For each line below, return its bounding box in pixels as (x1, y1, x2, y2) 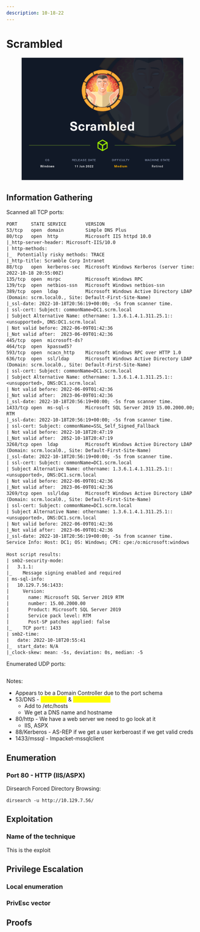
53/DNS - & (15, 696, 72, 703)
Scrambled (6, 37, 63, 51)
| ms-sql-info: (6, 576, 45, 583)
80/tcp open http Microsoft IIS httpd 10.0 (6, 233, 151, 240)
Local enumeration (6, 882, 63, 890)
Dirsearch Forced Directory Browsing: (6, 785, 101, 792)
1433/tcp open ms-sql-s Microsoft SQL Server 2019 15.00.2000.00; (6, 404, 195, 411)
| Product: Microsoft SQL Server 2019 (6, 606, 121, 613)
